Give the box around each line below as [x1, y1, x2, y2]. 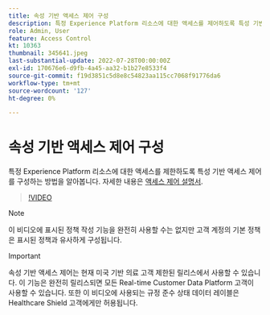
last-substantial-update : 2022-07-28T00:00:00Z [8, 57, 171, 65]
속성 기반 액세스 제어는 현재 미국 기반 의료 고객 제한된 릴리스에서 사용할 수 [8, 267, 239, 278]
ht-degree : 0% [8, 94, 56, 102]
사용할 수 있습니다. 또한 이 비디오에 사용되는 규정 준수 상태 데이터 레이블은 [8, 288, 239, 298]
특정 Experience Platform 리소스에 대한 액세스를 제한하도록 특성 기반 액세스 [8, 167, 247, 176]
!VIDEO [27, 193, 52, 202]
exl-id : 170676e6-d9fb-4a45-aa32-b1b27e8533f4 [8, 64, 167, 73]
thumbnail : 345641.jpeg [8, 49, 88, 57]
